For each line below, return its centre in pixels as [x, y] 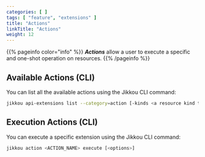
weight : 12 [20, 35]
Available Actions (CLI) [51, 78]
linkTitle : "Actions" [34, 29]
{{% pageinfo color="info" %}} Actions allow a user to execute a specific [98, 52]
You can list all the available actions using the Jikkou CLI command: [91, 92]
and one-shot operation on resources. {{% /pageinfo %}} [78, 58]
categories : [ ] [27, 12]
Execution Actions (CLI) [52, 122]
